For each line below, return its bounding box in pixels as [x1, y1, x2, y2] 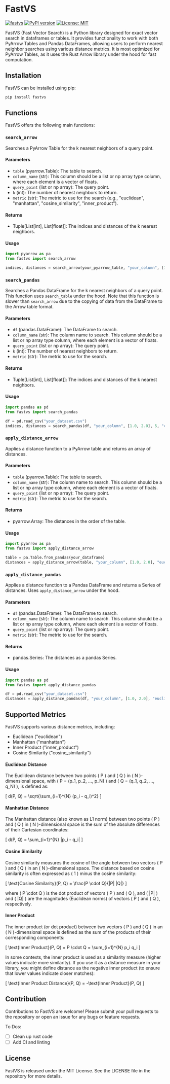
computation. [5, 56, 33, 62]
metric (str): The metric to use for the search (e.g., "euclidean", [12, 195, 145, 201]
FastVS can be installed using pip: [5, 85, 76, 91]
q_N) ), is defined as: [5, 783, 49, 789]
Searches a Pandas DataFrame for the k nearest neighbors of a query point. [5, 288, 163, 294]
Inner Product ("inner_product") [12, 744, 79, 750]
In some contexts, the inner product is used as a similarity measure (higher [5, 954, 161, 960]
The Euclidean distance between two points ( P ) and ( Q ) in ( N [5, 773, 138, 779]
